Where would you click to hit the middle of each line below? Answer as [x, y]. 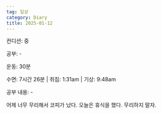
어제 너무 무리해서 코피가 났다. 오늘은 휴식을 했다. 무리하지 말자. [81, 105]
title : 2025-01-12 [29, 23]
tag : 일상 [17, 12]
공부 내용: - [20, 92]
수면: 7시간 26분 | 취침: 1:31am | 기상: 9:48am [61, 80]
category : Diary [27, 17]
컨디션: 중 [18, 41]
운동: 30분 [19, 66]
